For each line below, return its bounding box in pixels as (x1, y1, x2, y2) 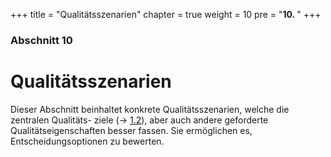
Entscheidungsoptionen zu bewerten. (10, 135, 165, 147)
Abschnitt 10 (10, 33, 73, 47)
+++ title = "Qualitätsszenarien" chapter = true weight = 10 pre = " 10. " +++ (10, 9, 322, 20)
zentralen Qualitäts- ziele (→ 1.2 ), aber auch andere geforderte (10, 114, 269, 126)
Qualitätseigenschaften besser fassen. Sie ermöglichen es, (10, 124, 253, 136)
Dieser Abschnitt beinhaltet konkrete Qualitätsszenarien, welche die (10, 103, 290, 115)
